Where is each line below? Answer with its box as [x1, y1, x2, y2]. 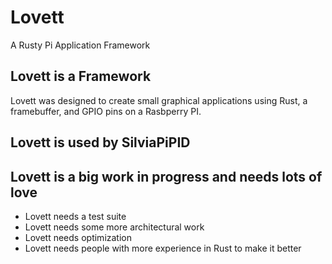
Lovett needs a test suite [24, 210, 127, 222]
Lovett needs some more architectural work [24, 221, 205, 233]
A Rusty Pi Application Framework [10, 39, 151, 51]
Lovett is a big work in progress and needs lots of [10, 168, 323, 185]
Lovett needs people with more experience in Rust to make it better [24, 242, 302, 254]
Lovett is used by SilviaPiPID [10, 134, 191, 151]
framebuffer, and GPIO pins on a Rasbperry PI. [10, 105, 202, 117]
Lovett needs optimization [24, 231, 133, 243]
